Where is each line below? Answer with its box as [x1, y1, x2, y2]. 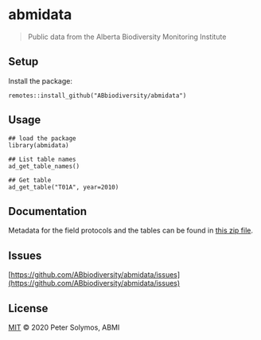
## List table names [8, 155, 77, 163]
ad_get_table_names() [8, 162, 80, 170]
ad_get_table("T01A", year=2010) [8, 183, 119, 191]
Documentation [8, 205, 88, 218]
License [8, 301, 49, 315]
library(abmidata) [8, 141, 69, 149]
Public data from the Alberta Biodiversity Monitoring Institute [27, 32, 227, 41]
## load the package [8, 134, 77, 143]
